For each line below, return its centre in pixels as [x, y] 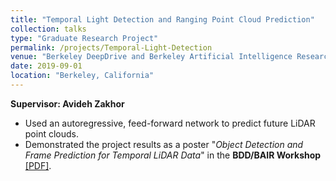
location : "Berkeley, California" [82, 76]
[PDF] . [38, 165]
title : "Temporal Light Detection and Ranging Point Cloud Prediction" [162, 19]
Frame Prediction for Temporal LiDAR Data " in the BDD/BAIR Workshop [173, 155]
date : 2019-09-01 [46, 66]
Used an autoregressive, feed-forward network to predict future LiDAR [170, 123]
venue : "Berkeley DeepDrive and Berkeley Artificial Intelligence [151, 57]
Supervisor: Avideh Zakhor [67, 103]
